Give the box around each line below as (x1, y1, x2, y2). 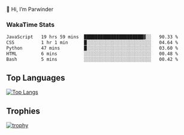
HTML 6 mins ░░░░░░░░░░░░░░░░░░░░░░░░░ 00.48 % (6, 51, 179, 57)
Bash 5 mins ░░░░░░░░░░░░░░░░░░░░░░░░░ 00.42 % (6, 56, 179, 62)
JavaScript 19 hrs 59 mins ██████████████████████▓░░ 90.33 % (6, 34, 179, 40)
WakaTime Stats (6, 20, 55, 29)
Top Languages (6, 73, 65, 83)
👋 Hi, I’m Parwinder (6, 6, 54, 13)
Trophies (6, 106, 41, 116)
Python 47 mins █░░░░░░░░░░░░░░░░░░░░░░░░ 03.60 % (6, 45, 179, 51)
